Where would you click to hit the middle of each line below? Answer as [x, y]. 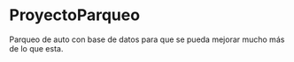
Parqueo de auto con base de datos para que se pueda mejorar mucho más [147, 39]
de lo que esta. [36, 48]
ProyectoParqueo [74, 15]
